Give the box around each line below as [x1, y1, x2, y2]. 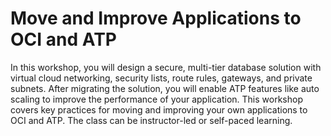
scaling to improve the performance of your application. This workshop [10, 93, 303, 105]
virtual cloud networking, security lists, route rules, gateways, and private [10, 72, 313, 84]
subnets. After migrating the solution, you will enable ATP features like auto [10, 82, 320, 94]
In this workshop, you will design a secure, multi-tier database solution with [10, 61, 322, 73]
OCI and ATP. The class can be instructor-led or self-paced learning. [10, 114, 293, 126]
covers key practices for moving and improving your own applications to [10, 103, 308, 116]
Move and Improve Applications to [10, 7, 302, 30]
